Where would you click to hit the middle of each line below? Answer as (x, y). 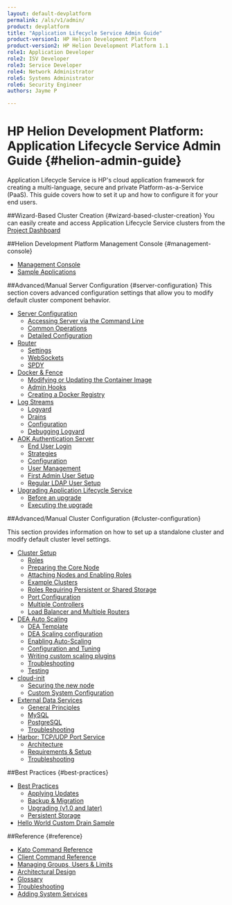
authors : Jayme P (32, 91)
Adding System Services (52, 894)
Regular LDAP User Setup (64, 483)
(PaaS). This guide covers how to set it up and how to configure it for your (113, 195)
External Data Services (50, 700)
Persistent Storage (54, 816)
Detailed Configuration (60, 336)
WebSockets (46, 358)
